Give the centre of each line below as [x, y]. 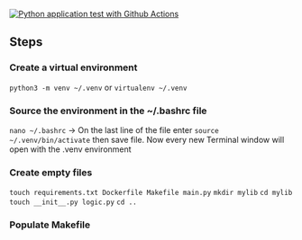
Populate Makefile [50, 225]
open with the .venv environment [71, 149]
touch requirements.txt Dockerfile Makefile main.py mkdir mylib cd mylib [151, 193]
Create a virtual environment [73, 67]
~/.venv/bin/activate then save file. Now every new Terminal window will [147, 139]
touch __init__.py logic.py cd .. [73, 202]
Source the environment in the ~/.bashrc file [108, 111]
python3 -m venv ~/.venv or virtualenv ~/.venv [98, 87]
